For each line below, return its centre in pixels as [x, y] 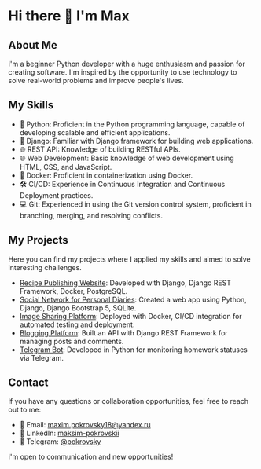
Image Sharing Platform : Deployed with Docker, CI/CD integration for [130, 316]
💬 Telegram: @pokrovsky [60, 442]
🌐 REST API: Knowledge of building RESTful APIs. [100, 149]
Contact [28, 383]
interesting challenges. [45, 267]
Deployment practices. [56, 195]
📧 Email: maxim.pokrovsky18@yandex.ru [85, 425]
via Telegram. [42, 357]
